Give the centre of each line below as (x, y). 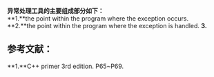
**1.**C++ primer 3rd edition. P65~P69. (66, 66)
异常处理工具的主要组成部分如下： (56, 11)
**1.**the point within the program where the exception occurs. (98, 19)
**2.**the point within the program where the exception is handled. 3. (107, 26)
